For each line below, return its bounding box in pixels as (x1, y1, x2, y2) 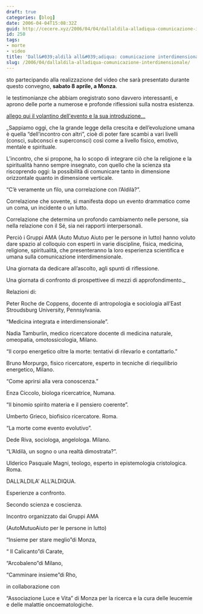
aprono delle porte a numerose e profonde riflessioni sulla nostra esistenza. (6, 100, 195, 107)
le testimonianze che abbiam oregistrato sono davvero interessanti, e (6, 94, 178, 101)
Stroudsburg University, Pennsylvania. (6, 306, 101, 313)
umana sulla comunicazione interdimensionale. (6, 253, 123, 260)
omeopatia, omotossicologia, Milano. (6, 336, 98, 343)
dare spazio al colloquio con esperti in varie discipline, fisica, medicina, (6, 240, 184, 248)
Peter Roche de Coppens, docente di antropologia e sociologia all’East (6, 299, 181, 307)
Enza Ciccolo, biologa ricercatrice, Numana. (6, 389, 116, 396)
